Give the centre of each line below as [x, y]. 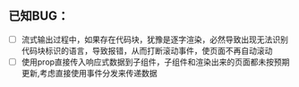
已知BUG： [39, 16]
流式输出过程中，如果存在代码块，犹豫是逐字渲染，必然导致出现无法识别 [154, 39]
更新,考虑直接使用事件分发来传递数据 [89, 73]
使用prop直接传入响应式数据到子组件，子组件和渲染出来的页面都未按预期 [155, 62]
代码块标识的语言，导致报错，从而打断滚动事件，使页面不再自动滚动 [147, 50]
